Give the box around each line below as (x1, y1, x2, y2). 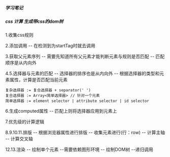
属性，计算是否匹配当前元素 (9, 77, 67, 83)
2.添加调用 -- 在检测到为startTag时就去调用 (5, 43, 95, 49)
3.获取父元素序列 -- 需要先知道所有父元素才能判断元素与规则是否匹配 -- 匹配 (5, 54, 165, 60)
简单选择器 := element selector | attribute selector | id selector (5, 98, 150, 103)
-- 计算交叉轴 (5, 136, 33, 142)
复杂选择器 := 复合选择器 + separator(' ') (5, 88, 91, 93)
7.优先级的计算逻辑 (5, 119, 45, 125)
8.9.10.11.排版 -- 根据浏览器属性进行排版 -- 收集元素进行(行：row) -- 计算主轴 (5, 129, 165, 136)
